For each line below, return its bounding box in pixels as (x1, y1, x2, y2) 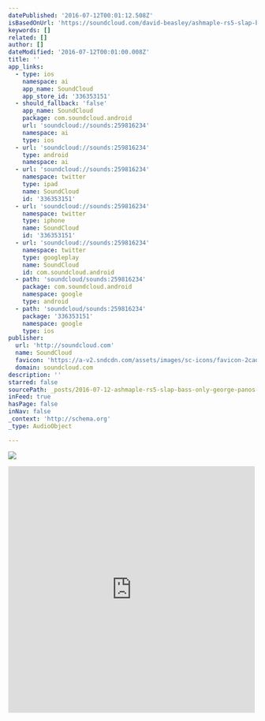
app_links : (8, 63, 44, 71)
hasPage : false (8, 400, 58, 409)
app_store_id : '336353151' (22, 92, 111, 100)
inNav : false (8, 408, 51, 416)
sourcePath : (8, 386, 47, 394)
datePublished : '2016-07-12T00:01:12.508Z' (8, 11, 154, 20)
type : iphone (22, 217, 65, 225)
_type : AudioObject (8, 422, 73, 430)
